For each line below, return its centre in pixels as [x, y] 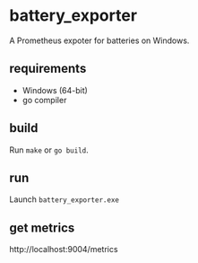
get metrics [42, 228]
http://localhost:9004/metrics [64, 250]
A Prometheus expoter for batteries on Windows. [99, 40]
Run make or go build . [49, 150]
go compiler [44, 100]
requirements [48, 69]
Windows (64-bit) [55, 90]
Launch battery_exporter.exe [64, 199]
